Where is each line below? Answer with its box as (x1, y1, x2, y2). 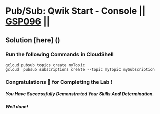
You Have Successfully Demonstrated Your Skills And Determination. (5, 91, 154, 97)
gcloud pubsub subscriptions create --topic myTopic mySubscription (5, 67, 155, 72)
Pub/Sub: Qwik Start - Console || (5, 5, 146, 17)
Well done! (5, 103, 29, 109)
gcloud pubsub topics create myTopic (5, 62, 85, 68)
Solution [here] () (5, 36, 60, 44)
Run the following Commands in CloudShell (5, 51, 114, 58)
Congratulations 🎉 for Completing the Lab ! (5, 78, 113, 85)
